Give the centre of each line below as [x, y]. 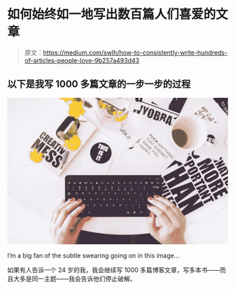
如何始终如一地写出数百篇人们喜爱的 [112, 14]
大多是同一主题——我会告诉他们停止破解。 [75, 279]
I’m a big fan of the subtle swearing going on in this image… [93, 255]
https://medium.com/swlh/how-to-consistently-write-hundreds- [135, 52]
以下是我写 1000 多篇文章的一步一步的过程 [99, 84]
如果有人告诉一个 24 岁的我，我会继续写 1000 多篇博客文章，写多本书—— [114, 270]
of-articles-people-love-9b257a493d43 [82, 60]
